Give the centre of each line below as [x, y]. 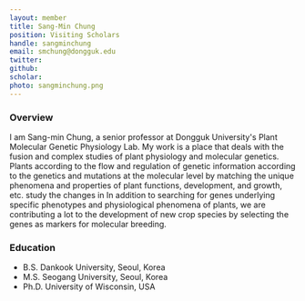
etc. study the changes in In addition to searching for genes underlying [142, 195]
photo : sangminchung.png [56, 85]
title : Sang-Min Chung [52, 26]
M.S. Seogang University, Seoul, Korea [95, 277]
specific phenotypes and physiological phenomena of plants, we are [137, 205]
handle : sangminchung [51, 43]
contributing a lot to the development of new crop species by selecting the [149, 214]
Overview [31, 117]
